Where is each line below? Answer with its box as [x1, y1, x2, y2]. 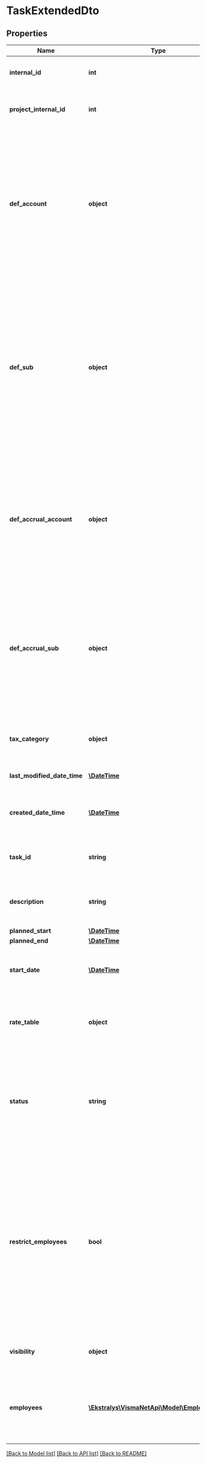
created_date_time [9, 808, 66, 817]
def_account [9, 200, 47, 208]
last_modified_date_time [9, 771, 83, 780]
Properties [6, 28, 48, 39]
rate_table [9, 1018, 40, 1026]
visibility [9, 1348, 36, 1356]
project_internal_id [9, 105, 66, 114]
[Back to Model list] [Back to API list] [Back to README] [6, 1450, 147, 1457]
